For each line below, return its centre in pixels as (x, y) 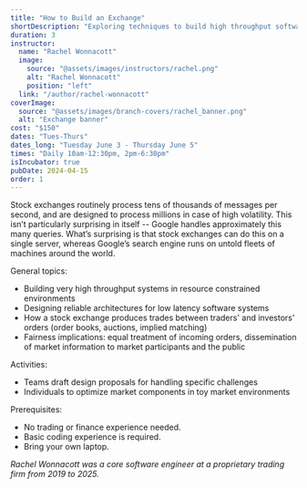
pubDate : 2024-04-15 (50, 171)
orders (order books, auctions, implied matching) (115, 327)
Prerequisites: (36, 410)
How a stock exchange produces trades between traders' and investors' (159, 318)
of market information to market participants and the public (134, 347)
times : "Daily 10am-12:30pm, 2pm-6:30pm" (90, 153)
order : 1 (27, 179)
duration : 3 (33, 35)
